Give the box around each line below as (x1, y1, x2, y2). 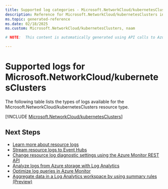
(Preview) (12, 178, 32, 184)
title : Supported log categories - (5, 7, 79, 12)
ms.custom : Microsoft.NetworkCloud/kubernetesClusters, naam (5, 26, 135, 31)
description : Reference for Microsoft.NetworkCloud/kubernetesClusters (5, 12, 157, 17)
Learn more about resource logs (12, 141, 79, 147)
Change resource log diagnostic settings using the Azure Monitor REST (12, 152, 159, 158)
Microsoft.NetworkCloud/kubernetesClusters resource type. (5, 103, 129, 110)
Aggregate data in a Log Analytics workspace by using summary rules (12, 173, 157, 179)
